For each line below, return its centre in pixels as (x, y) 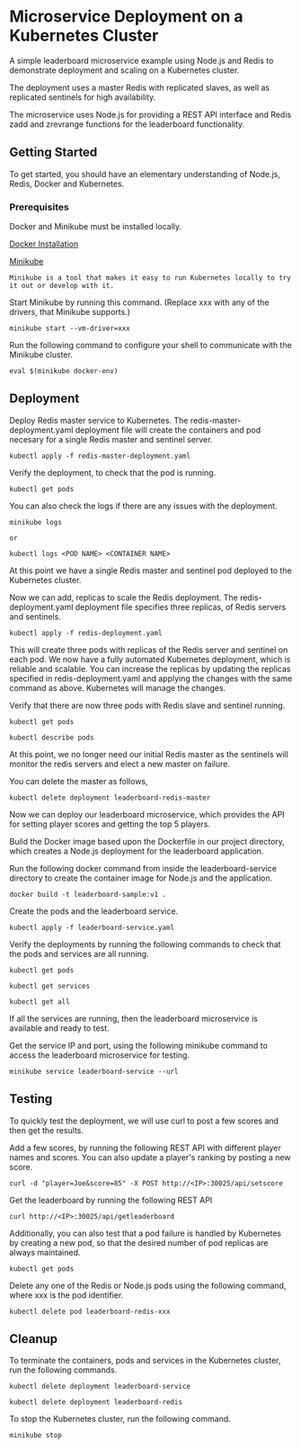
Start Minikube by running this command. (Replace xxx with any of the (139, 302)
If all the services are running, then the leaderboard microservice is (134, 1018)
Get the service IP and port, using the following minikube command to (138, 1045)
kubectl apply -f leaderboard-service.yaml (92, 927)
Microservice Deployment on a (127, 17)
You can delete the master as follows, (79, 781)
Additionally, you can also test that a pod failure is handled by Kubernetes (145, 1233)
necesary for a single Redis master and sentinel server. (111, 439)
